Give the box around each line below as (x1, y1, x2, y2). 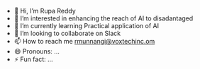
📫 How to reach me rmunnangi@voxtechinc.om (13, 37, 155, 45)
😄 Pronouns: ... (13, 47, 60, 56)
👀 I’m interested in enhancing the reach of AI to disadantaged (13, 14, 194, 23)
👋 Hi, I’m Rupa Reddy (13, 7, 76, 15)
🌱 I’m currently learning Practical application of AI (13, 22, 160, 30)
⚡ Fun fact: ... (13, 55, 53, 63)
